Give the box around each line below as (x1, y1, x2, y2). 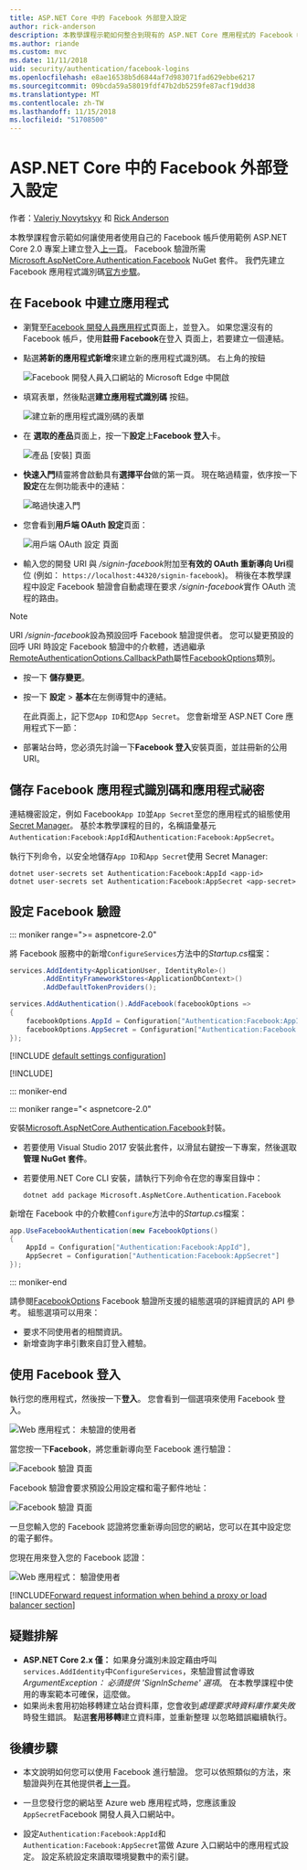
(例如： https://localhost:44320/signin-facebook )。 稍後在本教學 (33, 569, 284, 581)
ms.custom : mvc (9, 48, 68, 57)
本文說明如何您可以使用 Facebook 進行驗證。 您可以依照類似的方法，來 (22, 1767, 291, 1778)
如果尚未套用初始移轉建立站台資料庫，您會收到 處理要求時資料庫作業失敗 (22, 1700, 295, 1711)
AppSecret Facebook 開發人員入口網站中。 (22, 1809, 180, 1820)
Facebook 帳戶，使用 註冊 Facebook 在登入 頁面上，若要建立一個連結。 (22, 333, 290, 344)
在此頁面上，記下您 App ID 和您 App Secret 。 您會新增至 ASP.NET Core (22, 711, 284, 721)
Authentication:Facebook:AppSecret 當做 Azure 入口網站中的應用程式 (22, 1840, 281, 1851)
